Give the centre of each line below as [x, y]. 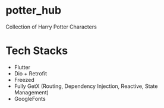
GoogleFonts [30, 99]
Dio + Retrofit [30, 73]
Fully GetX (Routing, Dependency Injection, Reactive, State [86, 86]
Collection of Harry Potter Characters [51, 27]
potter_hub [34, 10]
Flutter [22, 67]
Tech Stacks [37, 51]
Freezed [24, 80]
